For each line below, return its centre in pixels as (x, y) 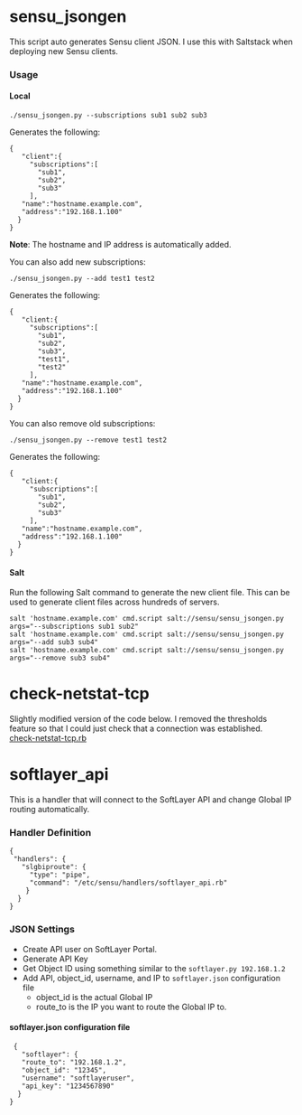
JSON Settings (42, 930)
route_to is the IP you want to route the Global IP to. (131, 1007)
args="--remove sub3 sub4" (60, 658)
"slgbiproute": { (54, 867)
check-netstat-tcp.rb (48, 738)
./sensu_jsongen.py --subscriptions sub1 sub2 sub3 (108, 116)
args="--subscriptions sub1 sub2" (74, 627)
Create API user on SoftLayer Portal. (90, 949)
